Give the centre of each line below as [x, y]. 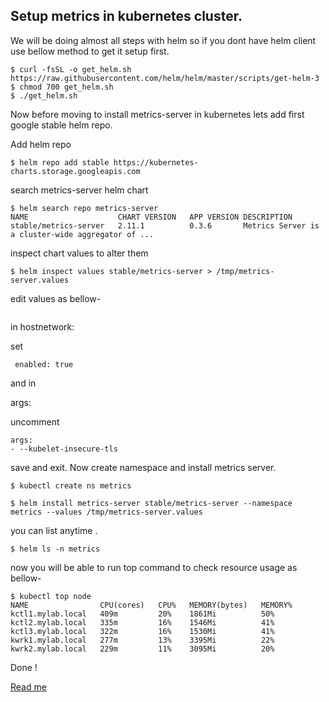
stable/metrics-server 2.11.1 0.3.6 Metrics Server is [165, 225]
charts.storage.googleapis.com [75, 171]
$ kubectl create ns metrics [71, 485]
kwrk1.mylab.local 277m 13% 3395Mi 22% [142, 640]
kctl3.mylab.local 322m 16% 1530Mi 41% [142, 631]
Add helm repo [41, 144]
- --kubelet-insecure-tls [64, 449]
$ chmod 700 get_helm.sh [62, 87]
